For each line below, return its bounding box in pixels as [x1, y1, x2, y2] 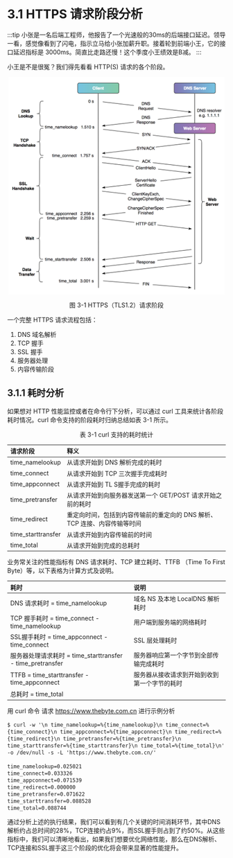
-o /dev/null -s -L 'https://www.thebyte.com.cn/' [7, 749, 157, 756]
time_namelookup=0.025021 [7, 763, 82, 770]
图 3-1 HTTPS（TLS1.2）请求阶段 [69, 301, 164, 309]
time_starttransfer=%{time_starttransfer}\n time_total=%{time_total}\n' [7, 742, 225, 749]
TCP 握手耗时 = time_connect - [10, 614, 100, 622]
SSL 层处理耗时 [133, 636, 178, 645]
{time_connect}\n [7, 728, 58, 735]
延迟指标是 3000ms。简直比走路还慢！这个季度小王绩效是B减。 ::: [12, 48, 202, 56]
